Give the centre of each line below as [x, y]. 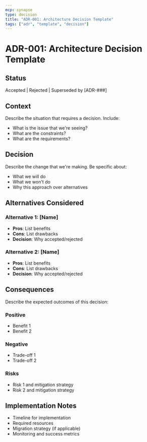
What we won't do [31, 181]
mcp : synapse [19, 10]
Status [16, 78]
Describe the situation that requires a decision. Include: [62, 118]
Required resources [33, 423]
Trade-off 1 [24, 355]
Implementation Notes [41, 405]
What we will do [29, 176]
